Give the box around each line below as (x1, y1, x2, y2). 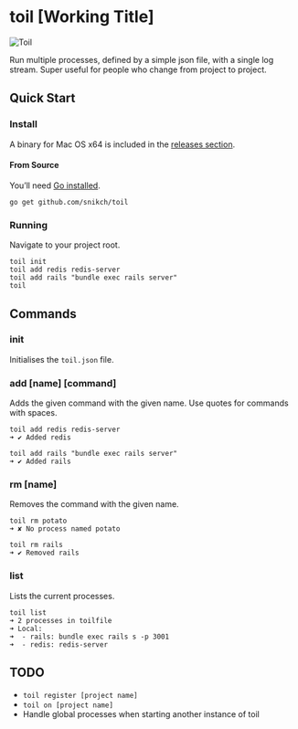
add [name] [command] (9, 376, 117, 389)
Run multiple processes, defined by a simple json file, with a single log (9, 54, 274, 65)
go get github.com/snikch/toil (9, 197, 129, 206)
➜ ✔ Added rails (9, 457, 71, 467)
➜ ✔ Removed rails (9, 548, 80, 558)
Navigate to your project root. (9, 239, 121, 250)
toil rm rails (9, 541, 64, 550)
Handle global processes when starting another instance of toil (22, 708, 261, 719)
